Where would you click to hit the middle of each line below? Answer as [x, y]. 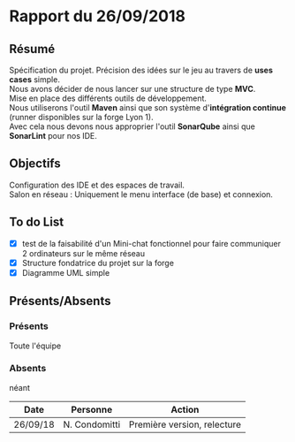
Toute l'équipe [35, 346]
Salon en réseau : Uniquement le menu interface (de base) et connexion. [141, 194]
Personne [92, 409]
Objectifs [35, 164]
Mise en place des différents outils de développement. [108, 98]
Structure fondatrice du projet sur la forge [98, 263]
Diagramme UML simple [66, 272]
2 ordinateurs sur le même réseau [83, 253]
